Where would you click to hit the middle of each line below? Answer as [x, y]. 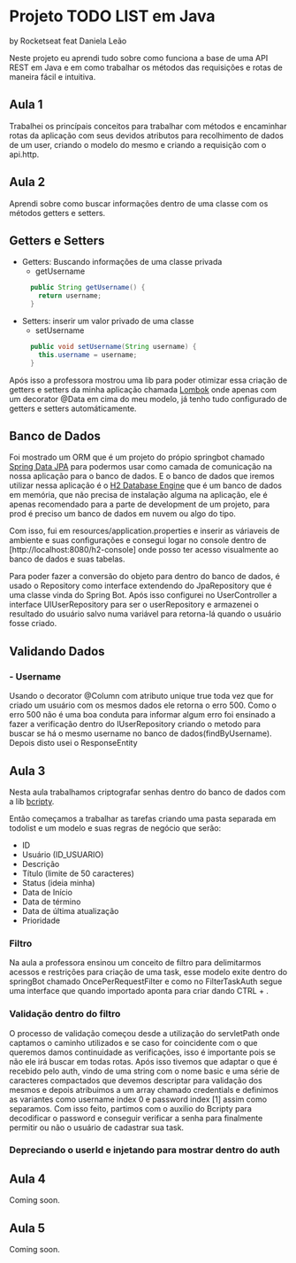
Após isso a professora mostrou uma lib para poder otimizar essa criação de [148, 380]
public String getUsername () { [88, 288]
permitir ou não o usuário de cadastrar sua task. [96, 1127]
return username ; [70, 296]
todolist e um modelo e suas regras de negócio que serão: [115, 828]
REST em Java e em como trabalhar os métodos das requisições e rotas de [146, 67]
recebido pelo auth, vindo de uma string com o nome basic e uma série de [144, 1071]
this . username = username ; [88, 355]
